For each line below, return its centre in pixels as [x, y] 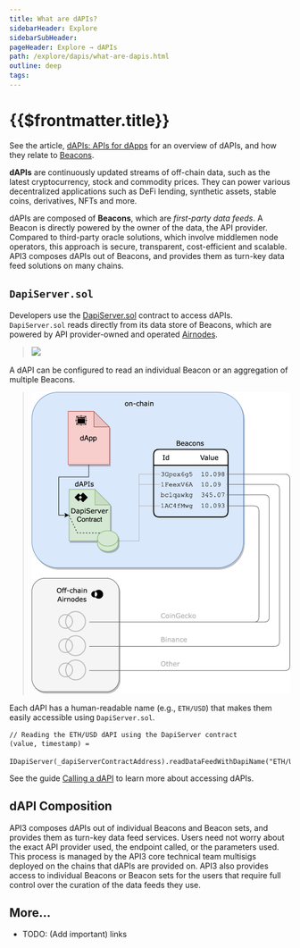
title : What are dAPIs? [54, 19]
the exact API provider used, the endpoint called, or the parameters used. [144, 847]
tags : [19, 76]
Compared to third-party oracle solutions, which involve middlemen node [144, 237]
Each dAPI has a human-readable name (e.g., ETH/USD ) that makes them [141, 708]
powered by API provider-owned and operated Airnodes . [114, 334]
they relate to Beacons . [52, 155]
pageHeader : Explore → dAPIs [63, 47]
